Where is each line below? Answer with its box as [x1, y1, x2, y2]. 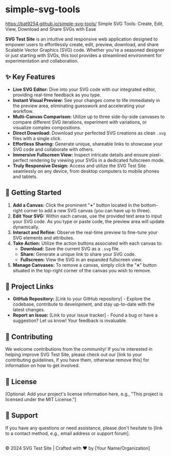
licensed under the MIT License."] [5, 396, 77, 402]
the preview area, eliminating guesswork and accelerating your [12, 103, 145, 109]
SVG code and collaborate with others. [12, 146, 94, 152]
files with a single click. [12, 135, 62, 142]
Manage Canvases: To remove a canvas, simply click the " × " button [12, 262, 157, 268]
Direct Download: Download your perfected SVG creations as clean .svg [12, 130, 166, 136]
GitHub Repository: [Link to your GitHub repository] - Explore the [12, 296, 151, 302]
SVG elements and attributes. [12, 234, 75, 241]
